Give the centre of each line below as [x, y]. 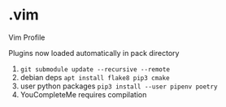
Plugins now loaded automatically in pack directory [94, 53]
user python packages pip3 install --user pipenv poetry [119, 86]
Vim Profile [27, 37]
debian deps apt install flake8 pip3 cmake [95, 77]
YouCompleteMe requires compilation [83, 94]
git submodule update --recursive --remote [95, 69]
